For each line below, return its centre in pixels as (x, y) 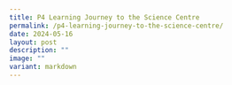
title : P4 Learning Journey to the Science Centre (104, 17)
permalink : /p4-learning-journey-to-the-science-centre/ (116, 26)
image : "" (27, 58)
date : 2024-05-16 (41, 34)
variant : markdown (43, 67)
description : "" (39, 50)
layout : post (33, 42)
